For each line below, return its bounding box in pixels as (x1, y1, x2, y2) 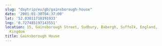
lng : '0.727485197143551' (5, 20, 57, 25)
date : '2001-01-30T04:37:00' (5, 11, 64, 16)
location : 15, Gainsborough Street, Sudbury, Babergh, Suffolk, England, (5, 25, 158, 30)
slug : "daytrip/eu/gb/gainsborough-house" (5, 7, 92, 12)
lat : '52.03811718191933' (5, 16, 57, 21)
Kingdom (9, 29, 25, 34)
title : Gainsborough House (5, 34, 60, 39)
